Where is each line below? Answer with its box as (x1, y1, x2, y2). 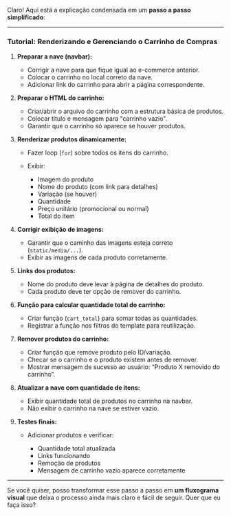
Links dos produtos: (16, 267, 76, 275)
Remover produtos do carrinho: (16, 335, 109, 344)
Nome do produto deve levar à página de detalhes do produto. (27, 280, 204, 288)
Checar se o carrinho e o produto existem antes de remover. (27, 355, 199, 364)
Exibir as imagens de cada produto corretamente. (27, 253, 168, 261)
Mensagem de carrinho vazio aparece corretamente (37, 466, 186, 475)
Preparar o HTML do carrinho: (16, 94, 104, 102)
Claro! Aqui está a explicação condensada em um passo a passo (7, 6, 191, 14)
